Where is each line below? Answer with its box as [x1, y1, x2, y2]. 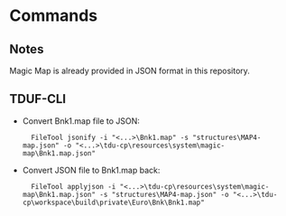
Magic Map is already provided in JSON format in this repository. [9, 65, 251, 76]
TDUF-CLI [9, 91, 67, 107]
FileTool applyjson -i [31, 182, 116, 191]
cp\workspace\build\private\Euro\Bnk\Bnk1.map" [22, 198, 205, 207]
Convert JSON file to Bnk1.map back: [22, 164, 161, 175]
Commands [9, 5, 98, 26]
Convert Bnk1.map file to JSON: [22, 115, 140, 127]
